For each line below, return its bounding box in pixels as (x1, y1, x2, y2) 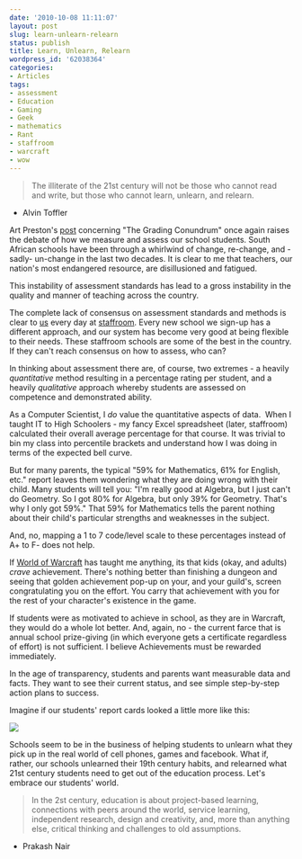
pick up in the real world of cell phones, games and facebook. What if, (9, 748, 269, 759)
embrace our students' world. (9, 777, 120, 788)
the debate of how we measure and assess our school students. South (9, 234, 271, 245)
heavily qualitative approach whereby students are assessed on (9, 381, 246, 392)
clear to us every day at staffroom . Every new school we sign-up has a (9, 317, 271, 327)
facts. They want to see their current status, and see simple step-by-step (9, 677, 280, 688)
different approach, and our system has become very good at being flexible (9, 326, 289, 337)
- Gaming (9, 105, 42, 114)
